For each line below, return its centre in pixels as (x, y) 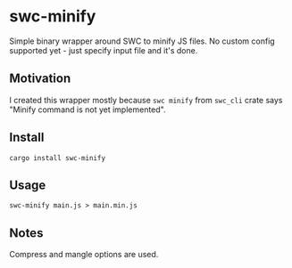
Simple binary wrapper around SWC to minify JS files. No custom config (142, 41)
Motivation (40, 79)
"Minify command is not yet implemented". (88, 110)
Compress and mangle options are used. (84, 255)
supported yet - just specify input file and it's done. (104, 50)
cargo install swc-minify (57, 158)
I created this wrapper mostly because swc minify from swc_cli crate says (146, 100)
